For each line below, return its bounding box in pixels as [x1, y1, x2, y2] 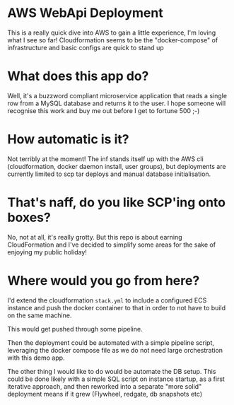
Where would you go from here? [7, 272, 200, 288]
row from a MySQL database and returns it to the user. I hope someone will [7, 99, 226, 107]
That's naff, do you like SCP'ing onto [7, 194, 226, 210]
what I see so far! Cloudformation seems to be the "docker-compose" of [7, 35, 218, 44]
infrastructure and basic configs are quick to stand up [7, 43, 164, 52]
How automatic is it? [7, 131, 129, 148]
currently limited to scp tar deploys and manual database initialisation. [7, 170, 211, 178]
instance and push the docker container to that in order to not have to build [7, 303, 226, 312]
